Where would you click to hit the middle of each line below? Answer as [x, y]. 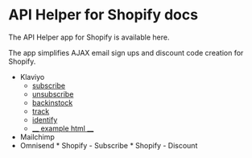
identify [45, 119]
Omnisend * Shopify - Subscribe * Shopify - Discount [109, 145]
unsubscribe [53, 94]
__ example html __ [63, 128]
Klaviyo [32, 77]
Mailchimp [37, 137]
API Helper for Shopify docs [103, 15]
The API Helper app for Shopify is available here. [89, 37]
